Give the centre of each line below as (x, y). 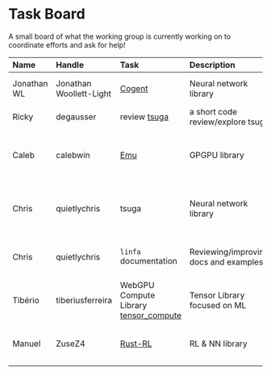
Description (212, 65)
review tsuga (144, 116)
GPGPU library (217, 155)
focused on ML (218, 305)
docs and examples (226, 261)
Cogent (134, 88)
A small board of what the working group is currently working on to (120, 36)
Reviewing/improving (229, 252)
